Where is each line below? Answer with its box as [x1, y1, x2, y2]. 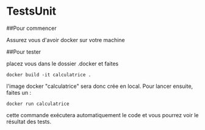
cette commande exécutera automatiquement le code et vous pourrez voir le [6, 111, 199, 118]
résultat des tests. [6, 118, 52, 125]
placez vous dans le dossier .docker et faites [6, 60, 119, 67]
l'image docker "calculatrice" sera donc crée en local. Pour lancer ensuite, [6, 82, 193, 90]
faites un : [6, 88, 32, 96]
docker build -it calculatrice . [6, 71, 92, 78]
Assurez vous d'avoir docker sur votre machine [6, 36, 125, 43]
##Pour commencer [6, 24, 57, 32]
